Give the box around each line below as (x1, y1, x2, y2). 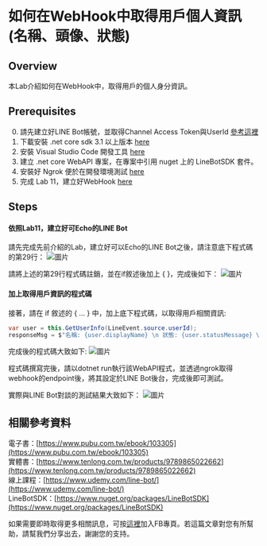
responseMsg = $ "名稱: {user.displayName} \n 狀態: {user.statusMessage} (8, 331, 253, 339)
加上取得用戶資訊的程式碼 (8, 289, 92, 298)
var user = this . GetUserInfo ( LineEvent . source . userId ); (8, 323, 197, 332)
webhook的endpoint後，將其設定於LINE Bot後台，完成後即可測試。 (8, 374, 228, 383)
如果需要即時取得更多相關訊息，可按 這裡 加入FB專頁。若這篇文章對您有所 (8, 519, 247, 529)
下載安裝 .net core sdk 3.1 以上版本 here (19, 137, 150, 146)
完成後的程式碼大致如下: (8, 347, 87, 356)
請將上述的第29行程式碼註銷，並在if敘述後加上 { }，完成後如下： (8, 269, 219, 279)
